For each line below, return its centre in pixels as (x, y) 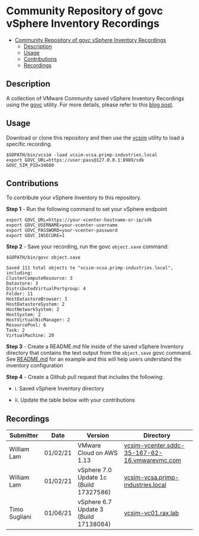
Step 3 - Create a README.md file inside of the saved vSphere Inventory (95, 346)
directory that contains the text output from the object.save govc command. (99, 353)
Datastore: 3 (22, 283)
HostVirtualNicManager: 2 (38, 320)
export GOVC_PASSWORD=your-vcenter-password (62, 231)
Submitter (24, 436)
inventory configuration (35, 365)
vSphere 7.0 (95, 470)
